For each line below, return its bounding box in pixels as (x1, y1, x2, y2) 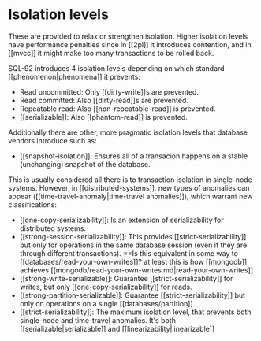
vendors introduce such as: (8, 135, 97, 145)
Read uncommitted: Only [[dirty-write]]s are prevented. (19, 87, 199, 96)
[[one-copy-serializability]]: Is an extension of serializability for (19, 215, 224, 224)
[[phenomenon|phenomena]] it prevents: (8, 72, 140, 81)
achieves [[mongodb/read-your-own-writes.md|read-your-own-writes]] (19, 265, 254, 275)
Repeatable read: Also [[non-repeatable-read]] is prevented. (19, 104, 216, 113)
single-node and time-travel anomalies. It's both (19, 315, 176, 324)
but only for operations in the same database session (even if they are (19, 240, 248, 250)
